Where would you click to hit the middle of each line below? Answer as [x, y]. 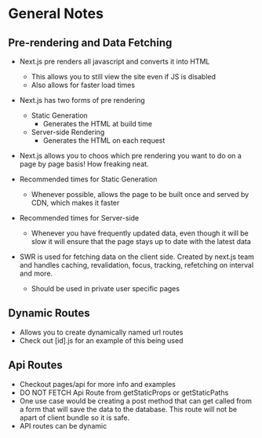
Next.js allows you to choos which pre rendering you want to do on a [130, 155]
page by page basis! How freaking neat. [84, 164]
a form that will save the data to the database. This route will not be [128, 409]
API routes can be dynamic [63, 425]
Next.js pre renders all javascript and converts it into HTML [115, 61]
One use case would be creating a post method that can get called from [136, 400]
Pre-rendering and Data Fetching [90, 43]
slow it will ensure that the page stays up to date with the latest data [141, 241]
